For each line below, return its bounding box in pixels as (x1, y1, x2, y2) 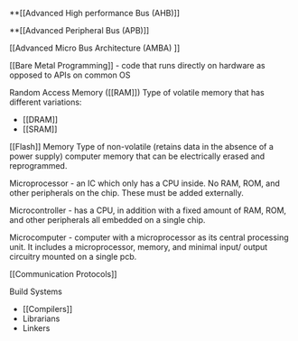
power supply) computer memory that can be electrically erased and (9, 151, 265, 161)
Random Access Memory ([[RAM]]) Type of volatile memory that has (9, 88, 265, 97)
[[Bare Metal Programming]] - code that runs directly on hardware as (9, 60, 265, 70)
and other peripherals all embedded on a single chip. (9, 215, 206, 225)
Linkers (22, 323, 51, 333)
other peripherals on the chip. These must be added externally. (9, 188, 244, 198)
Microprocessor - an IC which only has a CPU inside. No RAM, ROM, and (9, 178, 280, 189)
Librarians (22, 313, 61, 324)
